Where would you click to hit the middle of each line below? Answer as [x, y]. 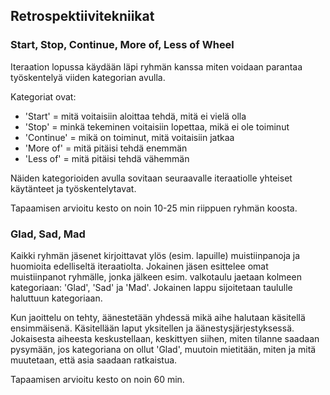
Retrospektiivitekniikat [82, 16]
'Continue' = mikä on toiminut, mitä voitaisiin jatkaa [129, 137]
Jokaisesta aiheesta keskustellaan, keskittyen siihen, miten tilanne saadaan [165, 338]
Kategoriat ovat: [43, 96]
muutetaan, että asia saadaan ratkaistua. [94, 360]
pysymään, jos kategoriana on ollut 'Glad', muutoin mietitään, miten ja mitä [163, 349]
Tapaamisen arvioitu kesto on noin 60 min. [97, 379]
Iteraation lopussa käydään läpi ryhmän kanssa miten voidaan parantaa [156, 66]
